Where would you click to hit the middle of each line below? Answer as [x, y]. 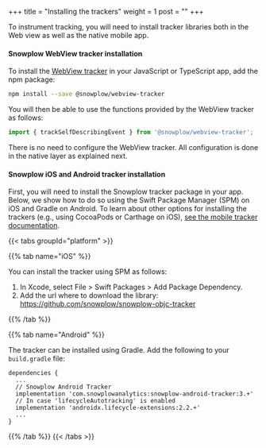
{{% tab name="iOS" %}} [50, 257]
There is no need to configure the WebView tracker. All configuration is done [133, 147]
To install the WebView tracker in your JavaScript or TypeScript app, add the [133, 71]
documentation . [34, 226]
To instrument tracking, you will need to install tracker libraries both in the [128, 27]
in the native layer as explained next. [68, 156]
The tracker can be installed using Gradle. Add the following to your [119, 350]
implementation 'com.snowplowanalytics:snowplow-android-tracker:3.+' [135, 394]
